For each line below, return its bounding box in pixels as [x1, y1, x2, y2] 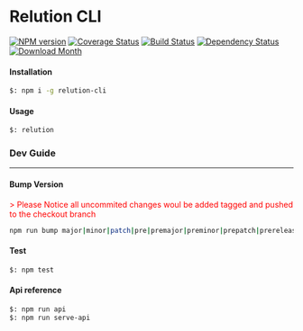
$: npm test [9, 265, 54, 274]
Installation [9, 66, 52, 77]
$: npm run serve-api [9, 313, 91, 322]
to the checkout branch [9, 209, 96, 219]
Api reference [9, 285, 62, 296]
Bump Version [9, 178, 64, 190]
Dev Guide [9, 147, 56, 159]
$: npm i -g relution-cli [9, 86, 106, 95]
